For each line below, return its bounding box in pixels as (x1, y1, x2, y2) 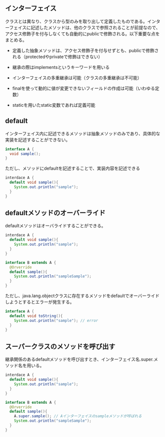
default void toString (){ (9, 313, 63, 318)
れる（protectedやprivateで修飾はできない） (12, 54, 103, 60)
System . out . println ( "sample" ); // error (14, 318, 98, 323)
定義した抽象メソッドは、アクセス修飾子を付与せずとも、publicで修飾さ (12, 47, 159, 53)
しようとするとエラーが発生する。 (5, 299, 75, 305)
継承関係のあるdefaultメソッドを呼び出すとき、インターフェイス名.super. (5, 356, 154, 363)
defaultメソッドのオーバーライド (5, 209, 106, 217)
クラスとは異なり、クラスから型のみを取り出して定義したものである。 (5, 18, 148, 24)
